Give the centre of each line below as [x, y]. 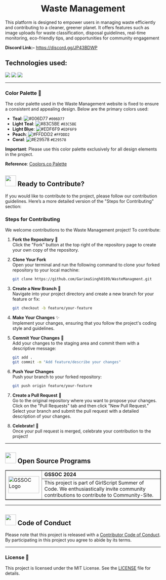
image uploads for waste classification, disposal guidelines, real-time [75, 33]
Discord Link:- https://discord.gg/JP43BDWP [51, 47]
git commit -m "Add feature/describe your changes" [66, 362]
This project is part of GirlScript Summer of [94, 483]
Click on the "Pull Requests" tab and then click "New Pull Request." [81, 406]
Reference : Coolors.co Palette [36, 164]
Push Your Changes [33, 371]
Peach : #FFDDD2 [41, 134]
